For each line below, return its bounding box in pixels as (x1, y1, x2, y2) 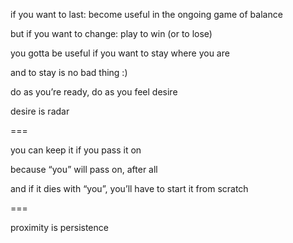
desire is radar (10, 105, 70, 117)
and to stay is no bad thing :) (10, 67, 128, 78)
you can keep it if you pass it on (10, 144, 142, 156)
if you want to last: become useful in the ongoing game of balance (10, 9, 283, 20)
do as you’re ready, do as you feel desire (10, 86, 178, 98)
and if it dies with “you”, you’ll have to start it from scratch (10, 183, 249, 194)
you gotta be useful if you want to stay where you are (10, 47, 230, 59)
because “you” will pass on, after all (10, 164, 158, 175)
